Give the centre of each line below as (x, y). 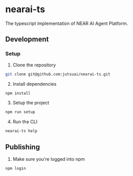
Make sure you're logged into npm (49, 159)
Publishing (23, 147)
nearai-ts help (21, 131)
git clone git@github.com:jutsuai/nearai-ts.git (58, 74)
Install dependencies (35, 84)
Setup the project (31, 103)
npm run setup (20, 112)
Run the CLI (25, 122)
